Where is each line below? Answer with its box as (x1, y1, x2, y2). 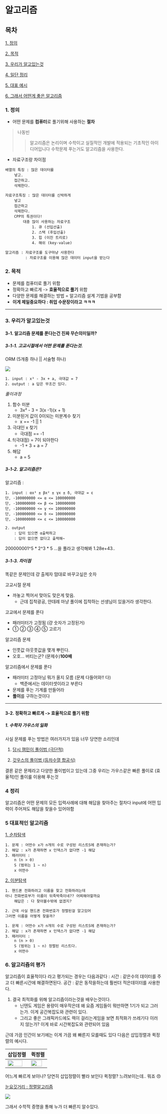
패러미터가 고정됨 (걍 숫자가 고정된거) (12, 620, 85, 626)
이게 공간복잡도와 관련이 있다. (30, 1009, 88, 1015)
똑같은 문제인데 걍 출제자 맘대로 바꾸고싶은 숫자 (5, 571, 97, 577)
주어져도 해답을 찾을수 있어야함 (14, 806, 75, 812)
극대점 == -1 (19, 431, 44, 437)
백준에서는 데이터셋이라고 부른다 (19, 681, 83, 687)
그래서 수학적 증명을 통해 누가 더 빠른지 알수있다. (5, 1104, 99, 1110)
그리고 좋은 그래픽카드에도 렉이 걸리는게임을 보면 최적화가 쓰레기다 (19, 1015, 149, 1021)
